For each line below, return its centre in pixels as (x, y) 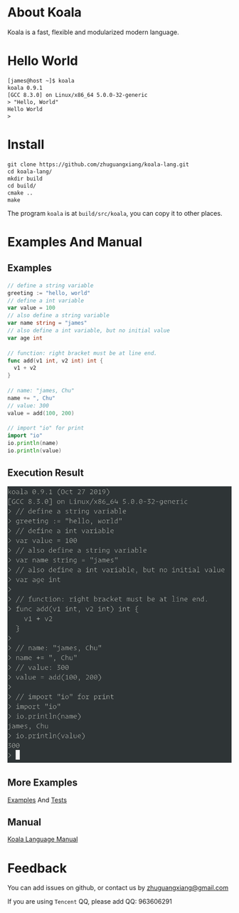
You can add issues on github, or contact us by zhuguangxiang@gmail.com (118, 888)
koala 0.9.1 (25, 88)
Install (26, 145)
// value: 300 (28, 406)
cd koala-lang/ (30, 172)
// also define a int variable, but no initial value (89, 331)
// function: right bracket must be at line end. (83, 353)
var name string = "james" (47, 323)
